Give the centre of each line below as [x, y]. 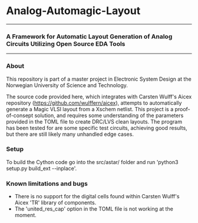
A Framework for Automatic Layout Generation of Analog [89, 36]
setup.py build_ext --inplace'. [42, 168]
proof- [182, 109]
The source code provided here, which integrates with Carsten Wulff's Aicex [99, 96]
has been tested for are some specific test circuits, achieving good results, [97, 128]
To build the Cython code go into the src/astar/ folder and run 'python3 [92, 162]
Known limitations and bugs [47, 184]
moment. [25, 215]
